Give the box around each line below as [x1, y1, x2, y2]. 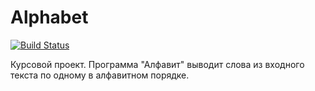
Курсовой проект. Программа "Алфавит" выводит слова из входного [10, 58, 305, 70]
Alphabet [10, 6, 89, 29]
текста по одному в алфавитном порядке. [10, 69, 190, 81]
